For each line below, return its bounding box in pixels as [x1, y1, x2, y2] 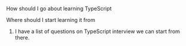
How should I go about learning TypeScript [6, 5, 112, 12]
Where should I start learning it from [6, 17, 96, 23]
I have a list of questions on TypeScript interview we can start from [14, 28, 181, 35]
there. [14, 34, 30, 41]
